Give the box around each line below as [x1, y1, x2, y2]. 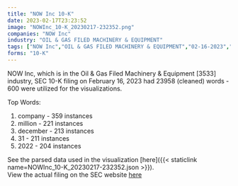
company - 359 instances [17, 111, 93, 120]
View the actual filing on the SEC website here [7, 170, 142, 179]
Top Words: [7, 98, 41, 106]
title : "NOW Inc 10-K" [7, 10, 74, 18]
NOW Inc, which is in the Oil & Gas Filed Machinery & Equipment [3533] [7, 69, 217, 78]
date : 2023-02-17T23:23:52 [7, 17, 87, 24]
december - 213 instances [17, 127, 94, 135]
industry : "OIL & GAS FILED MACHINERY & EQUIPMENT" [7, 37, 163, 44]
